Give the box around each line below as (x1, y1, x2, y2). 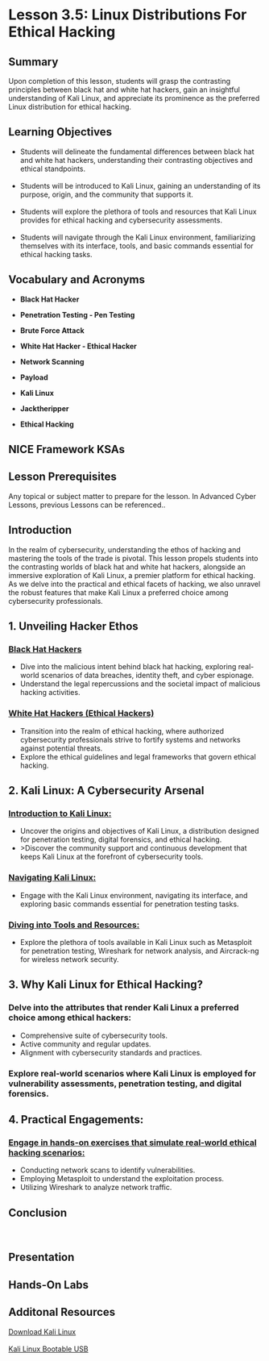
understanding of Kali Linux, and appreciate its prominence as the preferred (8, 94, 260, 102)
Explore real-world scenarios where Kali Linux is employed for (8, 1068, 256, 1079)
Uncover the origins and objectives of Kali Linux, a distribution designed (19, 826, 259, 836)
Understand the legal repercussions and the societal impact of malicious (19, 679, 261, 689)
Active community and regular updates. (19, 1038, 151, 1049)
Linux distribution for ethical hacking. (8, 102, 131, 111)
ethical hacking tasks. (19, 249, 93, 259)
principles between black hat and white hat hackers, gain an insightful (8, 85, 240, 94)
